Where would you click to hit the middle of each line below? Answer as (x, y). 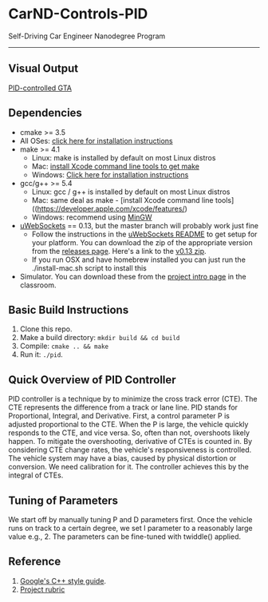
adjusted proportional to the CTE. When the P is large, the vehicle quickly (128, 425)
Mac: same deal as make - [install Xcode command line (122, 200)
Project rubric (42, 589)
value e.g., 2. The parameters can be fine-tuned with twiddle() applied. (125, 537)
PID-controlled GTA (40, 88)
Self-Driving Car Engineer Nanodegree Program (87, 36)
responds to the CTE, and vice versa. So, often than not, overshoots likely (129, 433)
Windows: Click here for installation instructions (110, 174)
